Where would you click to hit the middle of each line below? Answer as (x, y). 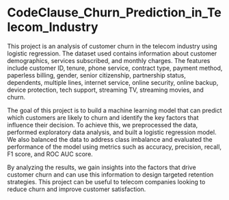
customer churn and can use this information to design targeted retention (110, 174)
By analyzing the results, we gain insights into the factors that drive (102, 167)
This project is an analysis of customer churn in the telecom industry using (112, 46)
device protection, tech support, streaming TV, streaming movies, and (105, 90)
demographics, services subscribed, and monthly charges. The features (109, 60)
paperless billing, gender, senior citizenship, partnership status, (96, 75)
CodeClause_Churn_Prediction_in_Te (114, 13)
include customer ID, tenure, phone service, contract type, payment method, (115, 68)
